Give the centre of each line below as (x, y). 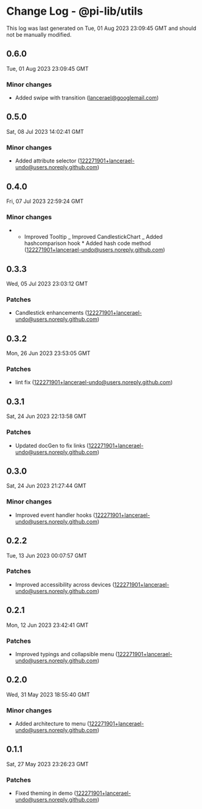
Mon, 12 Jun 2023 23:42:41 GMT (47, 625)
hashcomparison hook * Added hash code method (87, 243)
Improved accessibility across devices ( (64, 584)
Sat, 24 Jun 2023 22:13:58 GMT (47, 416)
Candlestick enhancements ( (51, 313)
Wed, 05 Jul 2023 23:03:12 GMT (47, 284)
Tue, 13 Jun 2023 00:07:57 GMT (47, 555)
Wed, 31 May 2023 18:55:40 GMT (48, 694)
